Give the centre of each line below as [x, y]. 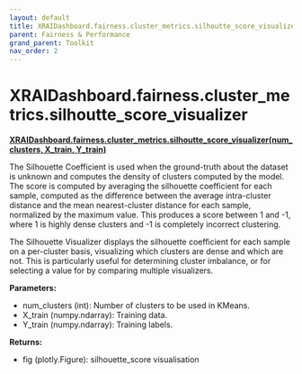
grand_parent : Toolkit [52, 43]
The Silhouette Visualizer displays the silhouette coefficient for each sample [150, 242]
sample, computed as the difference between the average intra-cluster [140, 196]
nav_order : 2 [34, 51]
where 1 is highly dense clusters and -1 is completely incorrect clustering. [145, 224]
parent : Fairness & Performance [70, 34]
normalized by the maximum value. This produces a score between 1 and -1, [150, 215]
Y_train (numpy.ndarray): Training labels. [98, 324]
